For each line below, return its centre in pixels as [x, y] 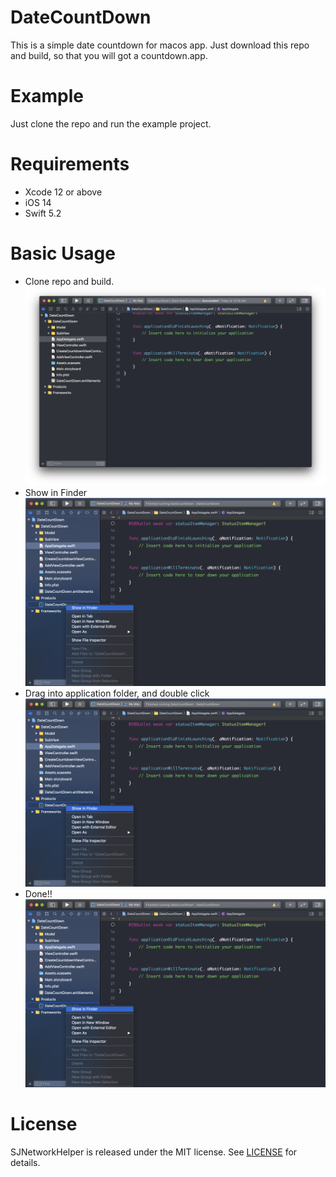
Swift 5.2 [43, 213]
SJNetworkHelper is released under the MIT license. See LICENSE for [154, 1152]
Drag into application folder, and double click [117, 693]
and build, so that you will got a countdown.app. [109, 55]
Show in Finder [56, 492]
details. [25, 1162]
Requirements [70, 164]
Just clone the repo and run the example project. [111, 123]
